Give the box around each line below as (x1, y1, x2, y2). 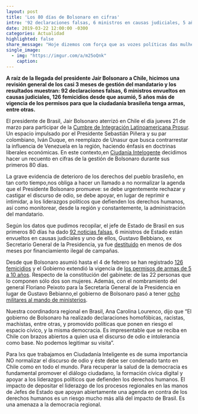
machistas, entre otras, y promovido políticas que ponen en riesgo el (6, 320, 173, 327)
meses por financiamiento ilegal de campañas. (6, 247, 120, 254)
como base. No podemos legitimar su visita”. (6, 339, 115, 346)
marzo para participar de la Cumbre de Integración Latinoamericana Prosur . (6, 124, 190, 131)
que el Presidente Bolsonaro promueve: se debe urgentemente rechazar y (6, 185, 186, 192)
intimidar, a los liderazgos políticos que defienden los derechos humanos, (6, 198, 185, 205)
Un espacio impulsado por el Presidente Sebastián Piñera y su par (6, 130, 167, 137)
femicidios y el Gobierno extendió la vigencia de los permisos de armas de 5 (6, 264, 192, 272)
